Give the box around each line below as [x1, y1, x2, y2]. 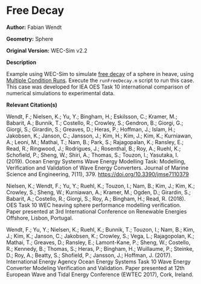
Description [6, 58, 37, 66]
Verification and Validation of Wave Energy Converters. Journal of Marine [6, 164, 189, 171]
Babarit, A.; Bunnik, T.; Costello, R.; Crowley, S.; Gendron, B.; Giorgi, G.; [6, 119, 183, 127]
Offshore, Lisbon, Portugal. [6, 214, 74, 221]
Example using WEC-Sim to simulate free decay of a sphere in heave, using [6, 70, 194, 77]
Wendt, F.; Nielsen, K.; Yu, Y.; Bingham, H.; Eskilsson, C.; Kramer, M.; [6, 113, 177, 120]
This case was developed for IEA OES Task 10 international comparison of [6, 83, 190, 90]
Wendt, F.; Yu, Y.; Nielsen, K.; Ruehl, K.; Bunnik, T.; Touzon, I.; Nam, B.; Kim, [6, 226, 195, 233]
